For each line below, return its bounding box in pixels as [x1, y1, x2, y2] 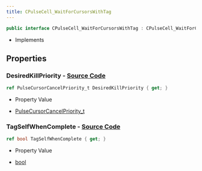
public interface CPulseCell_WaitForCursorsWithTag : [6, 25, 144, 31]
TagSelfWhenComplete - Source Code [6, 122, 121, 131]
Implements [14, 36, 44, 43]
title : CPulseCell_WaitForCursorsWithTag [6, 8, 112, 15]
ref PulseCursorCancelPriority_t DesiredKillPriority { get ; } [6, 85, 168, 91]
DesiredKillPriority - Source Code [6, 71, 106, 80]
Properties [6, 53, 47, 64]
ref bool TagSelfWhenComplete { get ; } [6, 136, 106, 142]
